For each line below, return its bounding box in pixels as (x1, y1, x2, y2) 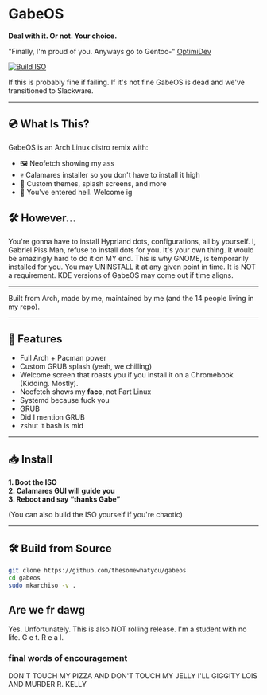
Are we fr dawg (8, 603, 86, 617)
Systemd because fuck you (19, 396, 110, 405)
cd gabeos (8, 574, 41, 582)
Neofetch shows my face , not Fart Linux (19, 387, 152, 396)
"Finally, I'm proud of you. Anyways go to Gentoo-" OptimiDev (8, 46, 212, 56)
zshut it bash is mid (19, 421, 84, 431)
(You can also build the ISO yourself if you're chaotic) (8, 510, 183, 520)
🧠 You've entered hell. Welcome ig (19, 187, 133, 197)
